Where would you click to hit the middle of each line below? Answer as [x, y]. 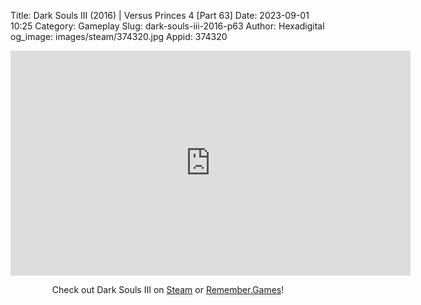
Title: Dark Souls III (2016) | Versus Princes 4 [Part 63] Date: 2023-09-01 [160, 15]
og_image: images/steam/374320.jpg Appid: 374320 [119, 36]
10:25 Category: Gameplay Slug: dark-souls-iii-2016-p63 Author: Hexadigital [167, 26]
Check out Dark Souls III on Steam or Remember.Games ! [168, 289]
